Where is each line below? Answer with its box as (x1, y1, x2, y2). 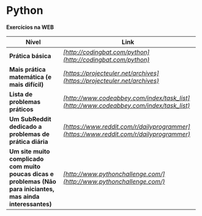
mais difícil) (9, 80, 44, 88)
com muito (9, 162, 41, 170)
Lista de (9, 90, 33, 98)
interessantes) (9, 200, 52, 208)
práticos (9, 105, 34, 113)
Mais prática (9, 65, 46, 73)
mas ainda (9, 192, 40, 200)
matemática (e (9, 73, 52, 81)
